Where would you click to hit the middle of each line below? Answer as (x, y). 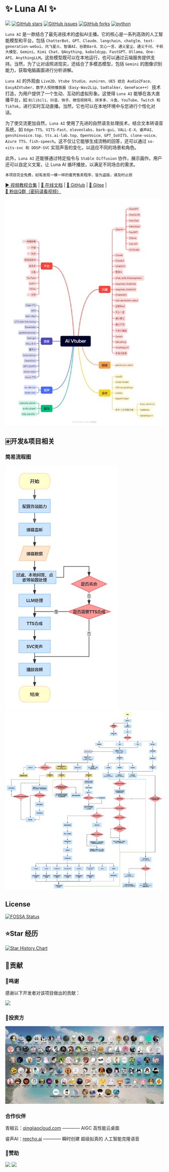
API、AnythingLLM (23, 58)
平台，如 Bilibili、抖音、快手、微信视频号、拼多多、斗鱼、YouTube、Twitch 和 (85, 99)
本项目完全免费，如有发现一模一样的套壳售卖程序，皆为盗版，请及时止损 (69, 175)
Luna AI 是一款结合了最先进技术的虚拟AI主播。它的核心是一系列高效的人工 (82, 34)
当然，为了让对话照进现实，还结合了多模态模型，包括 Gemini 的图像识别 (88, 64)
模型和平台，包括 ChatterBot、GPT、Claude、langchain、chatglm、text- (82, 40)
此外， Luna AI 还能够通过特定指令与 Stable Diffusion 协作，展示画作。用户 (84, 158)
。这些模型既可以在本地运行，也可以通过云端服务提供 (96, 57)
